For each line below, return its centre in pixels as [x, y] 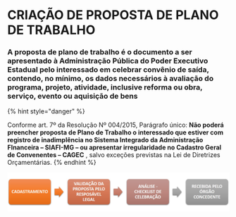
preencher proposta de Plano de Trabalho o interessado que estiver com [116, 132]
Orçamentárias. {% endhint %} [52, 163]
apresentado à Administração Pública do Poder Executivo [108, 61]
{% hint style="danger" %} [46, 111]
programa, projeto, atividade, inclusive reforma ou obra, [105, 87]
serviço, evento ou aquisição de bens [73, 97]
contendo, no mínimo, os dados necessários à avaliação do [110, 79]
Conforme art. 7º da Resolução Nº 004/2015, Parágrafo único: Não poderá [116, 125]
